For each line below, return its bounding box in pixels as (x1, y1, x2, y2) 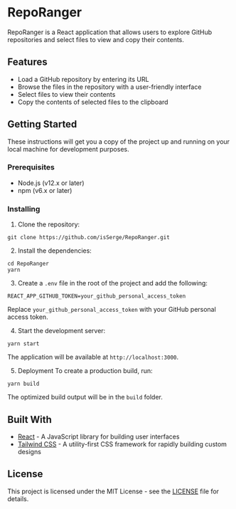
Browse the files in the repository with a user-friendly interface (17, 83, 202, 91)
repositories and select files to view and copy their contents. (7, 35, 185, 43)
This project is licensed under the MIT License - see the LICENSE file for (7, 487, 219, 495)
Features (7, 56, 48, 68)
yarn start (7, 340, 40, 347)
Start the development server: (17, 327, 106, 335)
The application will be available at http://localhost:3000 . (7, 353, 179, 362)
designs (17, 447, 41, 456)
